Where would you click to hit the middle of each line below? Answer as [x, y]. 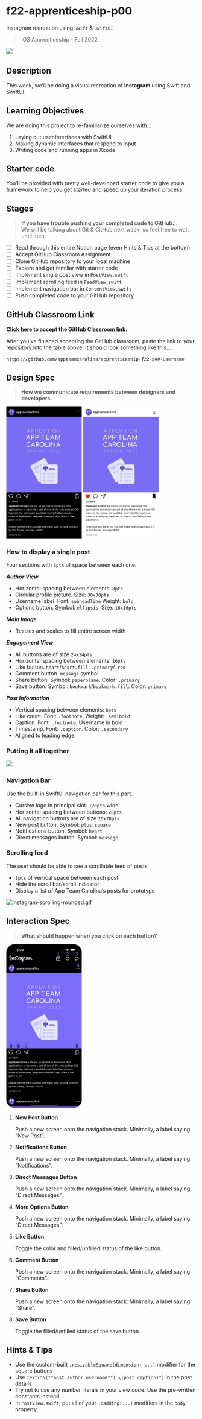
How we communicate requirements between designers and [98, 392]
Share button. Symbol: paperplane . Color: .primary [77, 680]
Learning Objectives [45, 111]
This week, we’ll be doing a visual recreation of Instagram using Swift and [98, 85]
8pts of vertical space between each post [67, 877]
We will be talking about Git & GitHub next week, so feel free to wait [105, 230]
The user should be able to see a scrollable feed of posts [77, 866]
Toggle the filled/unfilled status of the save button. [77, 1331]
